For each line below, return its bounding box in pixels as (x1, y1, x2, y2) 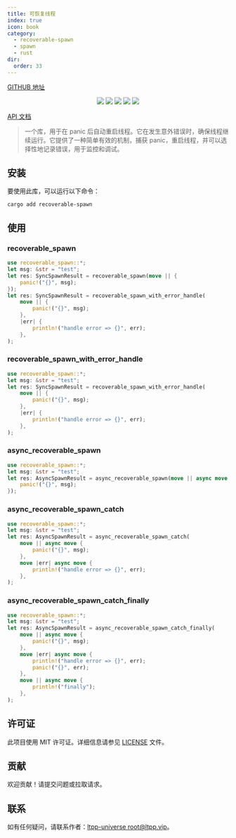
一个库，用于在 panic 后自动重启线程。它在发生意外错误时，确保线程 (24, 127, 223, 136)
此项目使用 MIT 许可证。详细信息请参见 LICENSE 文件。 (7, 738, 169, 746)
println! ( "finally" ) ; (32, 683, 96, 690)
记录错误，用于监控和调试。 (43, 145, 124, 153)
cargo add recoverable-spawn (7, 201, 93, 208)
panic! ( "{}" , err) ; (32, 664, 90, 671)
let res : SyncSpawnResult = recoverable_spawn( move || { (7, 272, 178, 280)
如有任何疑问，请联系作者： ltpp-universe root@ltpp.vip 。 (7, 823, 173, 831)
